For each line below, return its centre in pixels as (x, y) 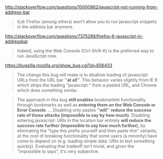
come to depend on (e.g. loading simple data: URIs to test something (86, 141)
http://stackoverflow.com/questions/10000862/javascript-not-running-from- (81, 7)
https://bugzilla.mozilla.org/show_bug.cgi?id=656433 (59, 65)
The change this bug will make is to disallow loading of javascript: (83, 75)
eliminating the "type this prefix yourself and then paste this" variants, (87, 131)
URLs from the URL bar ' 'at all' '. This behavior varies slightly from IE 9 (87, 80)
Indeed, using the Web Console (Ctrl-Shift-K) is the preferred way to (85, 51)
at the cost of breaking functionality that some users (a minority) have (87, 136)
